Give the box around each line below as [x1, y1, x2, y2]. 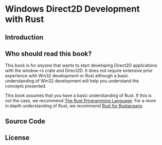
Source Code [5, 117, 45, 125]
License [5, 134, 30, 142]
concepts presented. [5, 83, 47, 89]
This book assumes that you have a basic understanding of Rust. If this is [5, 92, 152, 98]
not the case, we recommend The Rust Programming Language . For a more [5, 98, 156, 104]
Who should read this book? [5, 50, 92, 58]
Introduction [5, 33, 44, 41]
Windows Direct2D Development [5, 3, 140, 15]
